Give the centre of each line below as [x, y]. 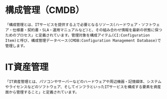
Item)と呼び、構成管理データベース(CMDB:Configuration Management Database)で [83, 40]
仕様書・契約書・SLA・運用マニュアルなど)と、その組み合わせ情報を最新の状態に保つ [87, 30]
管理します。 [16, 46]
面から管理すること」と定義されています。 [42, 92]
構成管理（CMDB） [45, 10]
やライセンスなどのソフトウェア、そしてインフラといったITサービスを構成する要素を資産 [83, 87]
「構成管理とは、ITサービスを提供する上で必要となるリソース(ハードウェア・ [73, 25]
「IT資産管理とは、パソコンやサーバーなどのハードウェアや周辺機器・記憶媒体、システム [83, 82]
